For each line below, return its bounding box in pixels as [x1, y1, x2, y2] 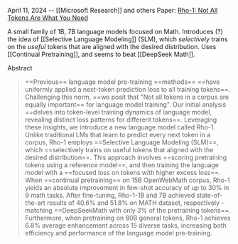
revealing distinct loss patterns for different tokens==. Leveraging [24, 115, 217, 124]
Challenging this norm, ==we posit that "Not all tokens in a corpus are [24, 92, 229, 101]
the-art [24, 198, 46, 207]
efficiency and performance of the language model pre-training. [24, 229, 212, 237]
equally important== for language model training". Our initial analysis [24, 100, 227, 109]
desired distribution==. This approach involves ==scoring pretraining [24, 153, 227, 161]
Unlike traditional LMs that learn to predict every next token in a [24, 131, 211, 139]
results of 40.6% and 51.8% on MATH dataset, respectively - [47, 198, 225, 207]
